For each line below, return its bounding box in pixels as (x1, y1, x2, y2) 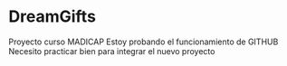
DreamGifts (8, 6, 97, 27)
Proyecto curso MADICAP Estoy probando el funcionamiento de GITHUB (8, 36, 279, 47)
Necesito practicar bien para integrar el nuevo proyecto (8, 45, 215, 56)
